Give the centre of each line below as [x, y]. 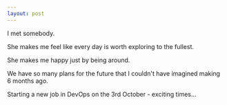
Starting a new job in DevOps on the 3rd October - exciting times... [102, 94]
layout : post [26, 13]
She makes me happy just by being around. [69, 60]
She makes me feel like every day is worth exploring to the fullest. [101, 46]
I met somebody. [31, 33]
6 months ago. [28, 81]
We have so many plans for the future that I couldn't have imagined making [114, 73]
